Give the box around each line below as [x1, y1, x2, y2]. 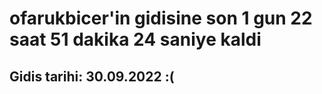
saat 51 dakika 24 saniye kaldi [9, 28, 262, 51]
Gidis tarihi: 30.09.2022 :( [9, 68, 175, 85]
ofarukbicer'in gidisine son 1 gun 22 [9, 7, 313, 30]
